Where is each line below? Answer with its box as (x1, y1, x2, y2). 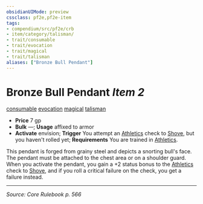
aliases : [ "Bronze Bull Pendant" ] (6, 59, 94, 65)
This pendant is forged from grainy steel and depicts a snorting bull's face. (6, 148, 192, 155)
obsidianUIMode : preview (6, 8, 69, 15)
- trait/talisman (6, 54, 50, 60)
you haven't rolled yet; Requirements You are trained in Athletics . (14, 136, 178, 144)
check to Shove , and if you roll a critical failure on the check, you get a (6, 167, 182, 174)
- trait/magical (6, 48, 47, 54)
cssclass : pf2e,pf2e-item (6, 14, 71, 21)
